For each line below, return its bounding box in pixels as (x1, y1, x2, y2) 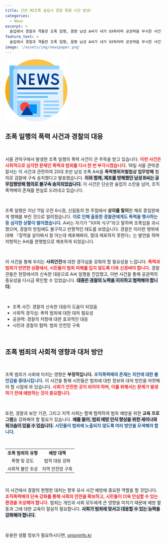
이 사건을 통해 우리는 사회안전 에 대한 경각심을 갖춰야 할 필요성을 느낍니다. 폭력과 (5, 258, 161, 264)
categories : (5, 13, 30, 18)
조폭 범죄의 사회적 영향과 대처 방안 (5, 348, 103, 356)
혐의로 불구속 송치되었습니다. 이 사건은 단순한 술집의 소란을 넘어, (26, 181, 151, 187)
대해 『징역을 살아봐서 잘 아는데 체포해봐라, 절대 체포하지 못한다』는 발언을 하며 (5, 232, 160, 238)
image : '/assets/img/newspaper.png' (5, 45, 81, 50)
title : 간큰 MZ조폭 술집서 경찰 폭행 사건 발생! (5, 8, 92, 13)
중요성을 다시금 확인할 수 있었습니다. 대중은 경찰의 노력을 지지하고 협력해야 (5, 277, 149, 283)
